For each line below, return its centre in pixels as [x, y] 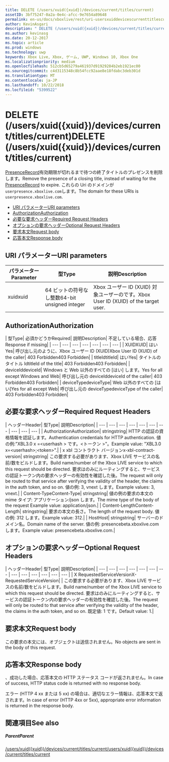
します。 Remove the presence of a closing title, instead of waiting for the [81, 179]
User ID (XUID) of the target [126, 301]
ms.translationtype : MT [30, 76]
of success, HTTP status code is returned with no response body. [73, 683]
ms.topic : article [24, 43]
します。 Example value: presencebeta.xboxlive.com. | [60, 530]
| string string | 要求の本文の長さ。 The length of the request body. [87, 511]
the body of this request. [31, 647]
